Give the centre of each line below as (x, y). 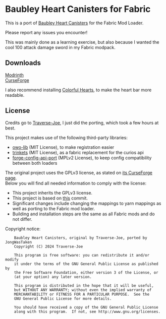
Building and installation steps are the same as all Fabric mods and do (83, 214)
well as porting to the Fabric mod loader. (54, 208)
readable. (15, 95)
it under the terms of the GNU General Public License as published (86, 264)
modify (12, 259)
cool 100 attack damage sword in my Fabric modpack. (60, 47)
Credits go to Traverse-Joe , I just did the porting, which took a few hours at (82, 123)
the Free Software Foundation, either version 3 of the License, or (86, 272)
